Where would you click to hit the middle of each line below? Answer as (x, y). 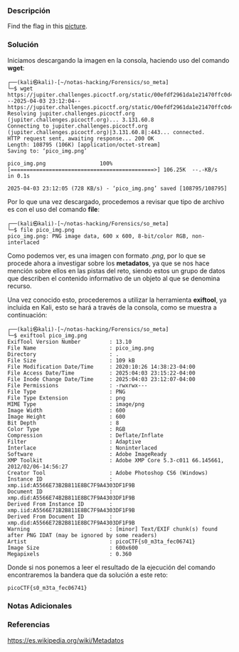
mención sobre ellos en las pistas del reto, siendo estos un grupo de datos (116, 270)
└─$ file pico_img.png (41, 230)
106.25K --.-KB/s (191, 170)
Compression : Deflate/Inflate (85, 435)
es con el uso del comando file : (54, 209)
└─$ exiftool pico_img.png (47, 335)
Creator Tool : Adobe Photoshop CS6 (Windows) (108, 473)
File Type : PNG (67, 392)
